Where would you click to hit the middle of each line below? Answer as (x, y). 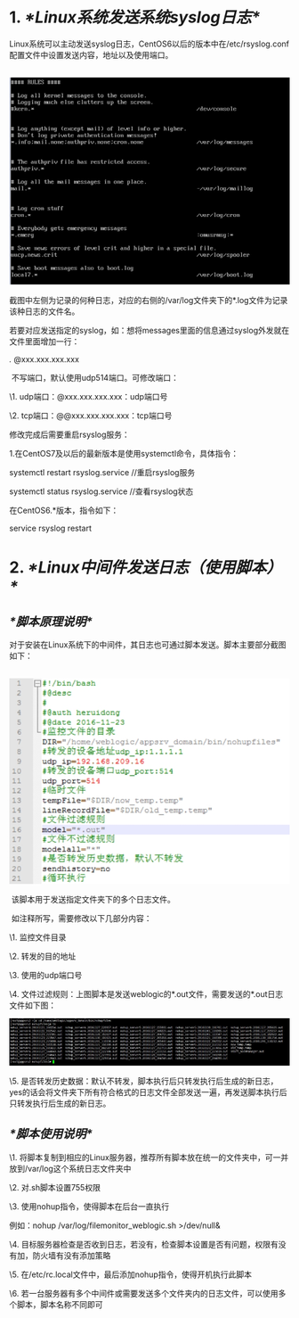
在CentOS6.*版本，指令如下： (64, 511)
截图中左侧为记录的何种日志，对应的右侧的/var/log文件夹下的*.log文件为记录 (149, 301)
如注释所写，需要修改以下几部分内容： (81, 918)
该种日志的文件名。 (44, 311)
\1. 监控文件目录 (38, 937)
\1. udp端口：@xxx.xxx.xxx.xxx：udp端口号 (89, 397)
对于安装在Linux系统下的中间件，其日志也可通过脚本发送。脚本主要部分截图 (148, 645)
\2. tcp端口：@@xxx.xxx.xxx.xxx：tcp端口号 (91, 416)
